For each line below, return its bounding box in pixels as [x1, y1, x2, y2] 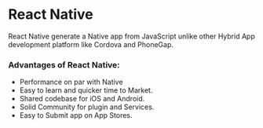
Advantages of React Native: [8, 59, 120, 70]
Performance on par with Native [19, 77, 123, 87]
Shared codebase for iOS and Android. [19, 94, 145, 104]
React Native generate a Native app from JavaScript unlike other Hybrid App [8, 31, 255, 41]
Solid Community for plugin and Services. [19, 102, 155, 112]
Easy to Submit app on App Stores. [19, 111, 133, 120]
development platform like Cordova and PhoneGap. [8, 39, 174, 49]
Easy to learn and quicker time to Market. [19, 86, 153, 95]
